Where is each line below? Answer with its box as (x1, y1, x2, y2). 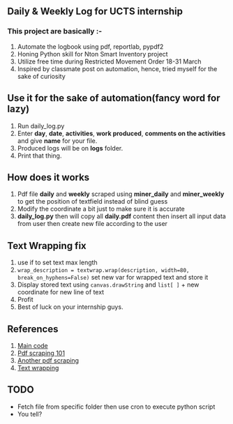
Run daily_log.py (17, 121, 65, 130)
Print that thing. (17, 151, 62, 160)
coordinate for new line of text (17, 288, 105, 296)
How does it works (7, 171, 90, 183)
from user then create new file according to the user (17, 220, 168, 228)
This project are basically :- (7, 26, 103, 36)
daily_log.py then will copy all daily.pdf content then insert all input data (17, 212, 227, 220)
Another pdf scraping (17, 356, 79, 365)
